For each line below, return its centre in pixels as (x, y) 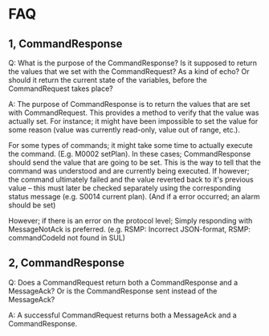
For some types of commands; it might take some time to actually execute (130, 145)
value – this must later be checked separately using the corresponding (125, 188)
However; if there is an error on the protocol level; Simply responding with (130, 221)
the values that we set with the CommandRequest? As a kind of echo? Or (129, 72)
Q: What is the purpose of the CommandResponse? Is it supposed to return (133, 63)
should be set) (32, 205)
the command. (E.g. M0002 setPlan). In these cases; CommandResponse (130, 154)
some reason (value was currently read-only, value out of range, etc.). (124, 130)
